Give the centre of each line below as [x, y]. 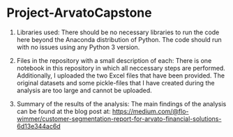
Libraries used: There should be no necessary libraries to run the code [118, 32]
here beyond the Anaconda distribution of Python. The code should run [119, 39]
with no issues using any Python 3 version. [78, 47]
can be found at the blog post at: [63, 111]
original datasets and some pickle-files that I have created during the [115, 82]
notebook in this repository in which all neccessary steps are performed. [121, 68]
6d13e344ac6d [38, 126]
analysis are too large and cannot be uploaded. [84, 90]
